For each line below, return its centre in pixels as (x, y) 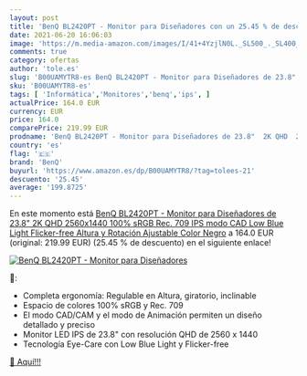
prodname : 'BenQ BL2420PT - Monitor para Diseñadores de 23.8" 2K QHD (148, 137)
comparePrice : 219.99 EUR (58, 129)
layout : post (34, 18)
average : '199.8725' (49, 188)
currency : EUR (37, 111)
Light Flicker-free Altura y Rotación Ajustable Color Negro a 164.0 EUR (142, 233)
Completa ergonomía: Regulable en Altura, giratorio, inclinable (140, 296)
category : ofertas (44, 60)
